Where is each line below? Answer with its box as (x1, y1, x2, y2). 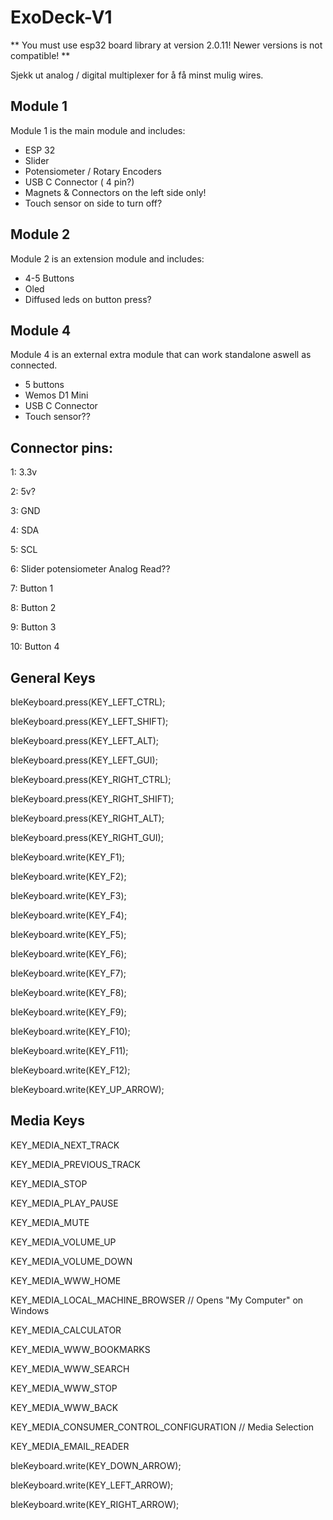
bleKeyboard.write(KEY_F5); (10, 929, 127, 940)
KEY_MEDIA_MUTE (10, 1216, 90, 1228)
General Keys (10, 669, 96, 686)
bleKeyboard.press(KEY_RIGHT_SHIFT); (10, 793, 175, 805)
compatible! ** (10, 49, 71, 61)
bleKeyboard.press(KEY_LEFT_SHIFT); (10, 716, 169, 727)
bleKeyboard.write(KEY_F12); (10, 1064, 131, 1076)
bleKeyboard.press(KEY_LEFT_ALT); (10, 735, 160, 746)
